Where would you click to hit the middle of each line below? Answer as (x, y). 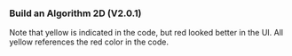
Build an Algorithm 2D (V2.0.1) (75, 13)
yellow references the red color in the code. (89, 42)
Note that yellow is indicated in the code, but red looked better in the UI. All (146, 33)
